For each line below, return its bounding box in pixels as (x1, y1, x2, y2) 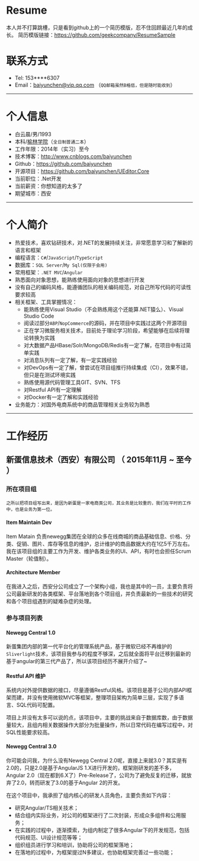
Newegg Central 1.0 (6, 629, 56, 636)
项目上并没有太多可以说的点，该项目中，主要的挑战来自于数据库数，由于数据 (6, 714, 193, 721)
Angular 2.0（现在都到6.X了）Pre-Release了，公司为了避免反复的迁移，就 (6, 772, 187, 779)
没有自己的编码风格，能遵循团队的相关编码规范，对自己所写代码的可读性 (14, 283, 191, 290)
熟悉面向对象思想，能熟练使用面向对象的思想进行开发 (14, 276, 145, 283)
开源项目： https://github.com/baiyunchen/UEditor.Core (14, 167, 150, 175)
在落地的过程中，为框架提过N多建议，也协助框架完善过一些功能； (14, 849, 175, 856)
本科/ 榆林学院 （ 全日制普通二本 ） (14, 137, 90, 145)
